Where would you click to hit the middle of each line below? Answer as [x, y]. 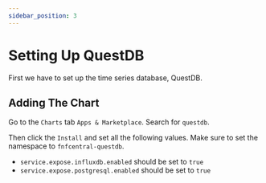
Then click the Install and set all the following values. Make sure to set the [133, 138]
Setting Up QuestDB [76, 55]
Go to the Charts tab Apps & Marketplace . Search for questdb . [109, 122]
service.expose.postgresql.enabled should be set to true [115, 170]
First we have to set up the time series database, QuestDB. [105, 78]
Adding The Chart [54, 102]
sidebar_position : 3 [43, 16]
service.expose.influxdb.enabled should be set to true [112, 162]
